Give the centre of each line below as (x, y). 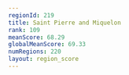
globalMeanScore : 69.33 (47, 45)
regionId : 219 (31, 15)
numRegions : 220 (35, 52)
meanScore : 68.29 (37, 37)
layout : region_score (44, 59)
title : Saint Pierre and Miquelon (65, 23)
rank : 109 (24, 30)
